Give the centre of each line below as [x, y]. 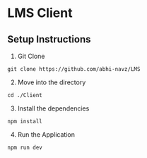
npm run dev [25, 147]
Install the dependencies [53, 108]
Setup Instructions [49, 39]
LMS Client [40, 13]
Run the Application [46, 135]
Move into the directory [52, 82]
